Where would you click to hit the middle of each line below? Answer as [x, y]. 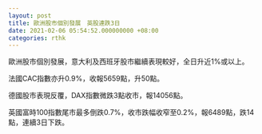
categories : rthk [37, 38]
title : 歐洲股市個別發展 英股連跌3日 [64, 23]
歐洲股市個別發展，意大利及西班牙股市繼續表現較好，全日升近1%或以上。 [129, 61]
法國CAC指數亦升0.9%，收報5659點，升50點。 [86, 79]
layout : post [30, 16]
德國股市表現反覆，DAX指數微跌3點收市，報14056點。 [98, 96]
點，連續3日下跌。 [39, 122]
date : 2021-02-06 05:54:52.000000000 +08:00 [83, 30]
